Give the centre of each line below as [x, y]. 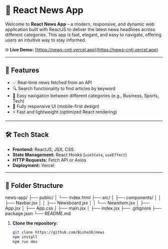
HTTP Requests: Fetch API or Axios [49, 160]
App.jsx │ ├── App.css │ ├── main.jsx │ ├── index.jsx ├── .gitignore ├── [83, 208]
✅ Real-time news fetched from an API [52, 82]
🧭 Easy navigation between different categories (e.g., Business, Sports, [85, 95]
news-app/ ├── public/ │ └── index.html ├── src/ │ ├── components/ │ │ [83, 197]
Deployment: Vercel [33, 165]
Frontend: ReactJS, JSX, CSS [43, 149]
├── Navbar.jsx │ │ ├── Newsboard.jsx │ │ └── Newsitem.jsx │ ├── [77, 203]
